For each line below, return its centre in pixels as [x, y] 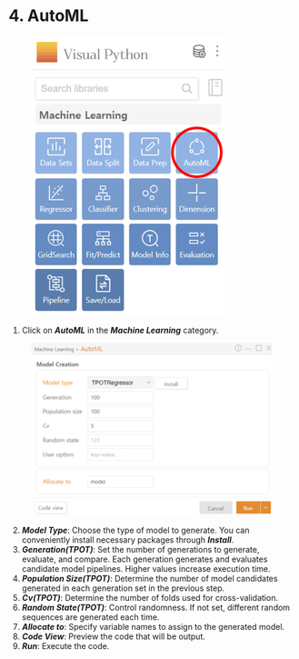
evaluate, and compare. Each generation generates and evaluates [145, 559]
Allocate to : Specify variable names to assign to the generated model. [153, 626]
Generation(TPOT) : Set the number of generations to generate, [140, 549]
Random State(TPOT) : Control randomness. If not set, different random [156, 607]
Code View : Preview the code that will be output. [113, 636]
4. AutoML [49, 16]
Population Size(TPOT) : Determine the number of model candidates [149, 578]
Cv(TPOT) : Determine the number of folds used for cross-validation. [150, 597]
